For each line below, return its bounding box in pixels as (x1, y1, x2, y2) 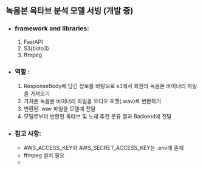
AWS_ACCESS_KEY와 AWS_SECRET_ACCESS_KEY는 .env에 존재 (23, 144, 184, 152)
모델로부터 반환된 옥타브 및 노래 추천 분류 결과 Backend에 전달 (23, 112, 172, 120)
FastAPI (23, 38, 43, 46)
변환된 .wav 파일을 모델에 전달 (23, 105, 96, 112)
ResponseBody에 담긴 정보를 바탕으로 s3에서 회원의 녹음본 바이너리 (23, 82, 186, 89)
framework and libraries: (14, 24, 89, 33)
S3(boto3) (23, 44, 49, 52)
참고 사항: (14, 129, 42, 138)
